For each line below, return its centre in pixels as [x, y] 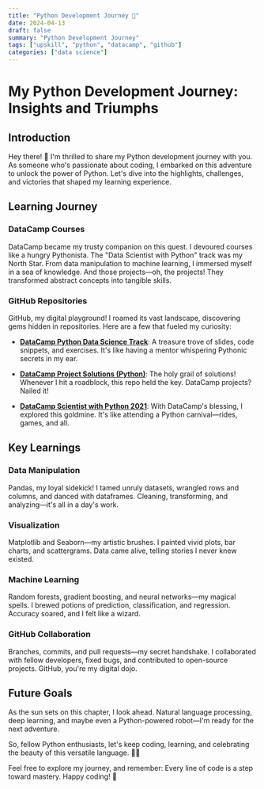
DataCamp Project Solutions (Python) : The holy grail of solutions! [128, 374]
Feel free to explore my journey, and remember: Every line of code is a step [131, 768]
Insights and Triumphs [83, 109]
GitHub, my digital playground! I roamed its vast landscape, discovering [124, 318]
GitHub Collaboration [49, 635]
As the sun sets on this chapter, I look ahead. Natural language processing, [130, 712]
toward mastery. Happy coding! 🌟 [62, 776]
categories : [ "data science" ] [58, 52]
